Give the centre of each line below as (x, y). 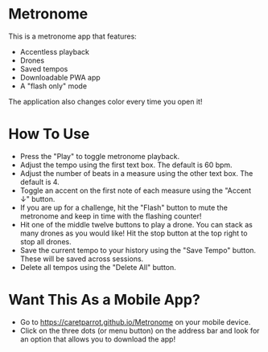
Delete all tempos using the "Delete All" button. (98, 267)
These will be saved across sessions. (82, 259)
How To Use (49, 134)
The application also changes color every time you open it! (105, 101)
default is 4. (40, 182)
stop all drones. (45, 241)
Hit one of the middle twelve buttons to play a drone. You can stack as (136, 224)
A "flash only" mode (53, 86)
